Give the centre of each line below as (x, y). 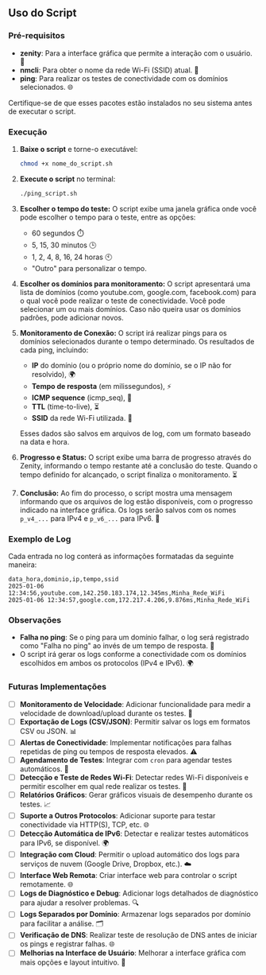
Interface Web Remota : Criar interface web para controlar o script (128, 876)
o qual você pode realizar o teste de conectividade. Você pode (122, 301)
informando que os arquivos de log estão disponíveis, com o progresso (136, 501)
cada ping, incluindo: (54, 350)
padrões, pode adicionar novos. (72, 317)
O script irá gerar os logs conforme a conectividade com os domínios (133, 655)
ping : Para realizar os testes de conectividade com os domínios (124, 78)
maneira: (23, 565)
